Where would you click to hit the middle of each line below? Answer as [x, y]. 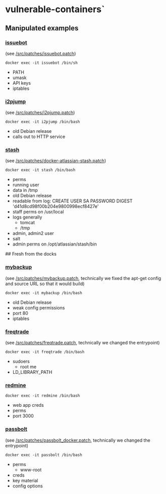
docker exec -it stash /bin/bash [40, 170]
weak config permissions [39, 307]
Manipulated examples [42, 28]
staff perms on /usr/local [38, 212]
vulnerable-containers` [55, 9]
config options [27, 486]
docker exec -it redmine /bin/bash [43, 396]
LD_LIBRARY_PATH [32, 372]
